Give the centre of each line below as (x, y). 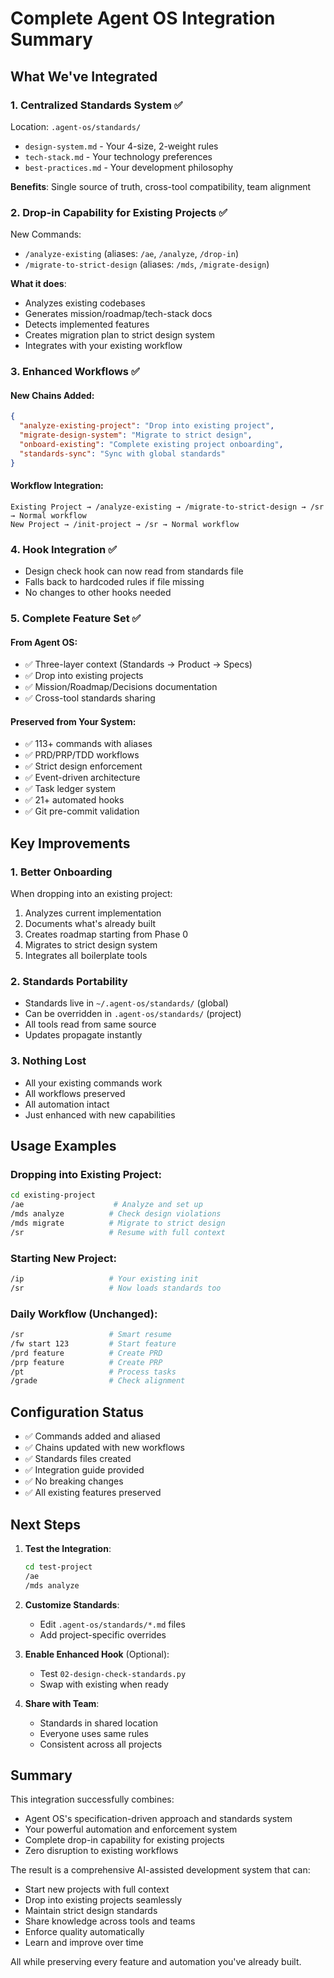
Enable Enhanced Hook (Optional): (97, 1654)
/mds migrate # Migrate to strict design (118, 1223)
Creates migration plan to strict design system (120, 335)
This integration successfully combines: (92, 1799)
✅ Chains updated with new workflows (104, 1448)
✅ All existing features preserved (93, 1493)
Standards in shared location (98, 1723)
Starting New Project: (64, 1258)
